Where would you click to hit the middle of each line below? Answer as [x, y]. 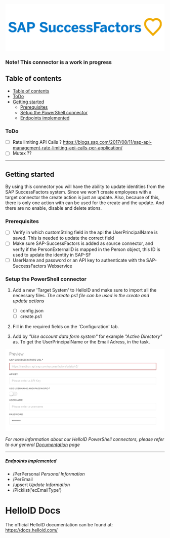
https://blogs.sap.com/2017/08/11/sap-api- [107, 142]
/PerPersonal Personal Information [49, 473]
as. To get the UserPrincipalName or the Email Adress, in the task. [81, 342]
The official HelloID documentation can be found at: [59, 524]
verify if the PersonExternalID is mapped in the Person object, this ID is [86, 249]
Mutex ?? [22, 153]
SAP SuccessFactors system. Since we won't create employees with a [78, 192]
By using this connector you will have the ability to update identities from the [85, 186]
